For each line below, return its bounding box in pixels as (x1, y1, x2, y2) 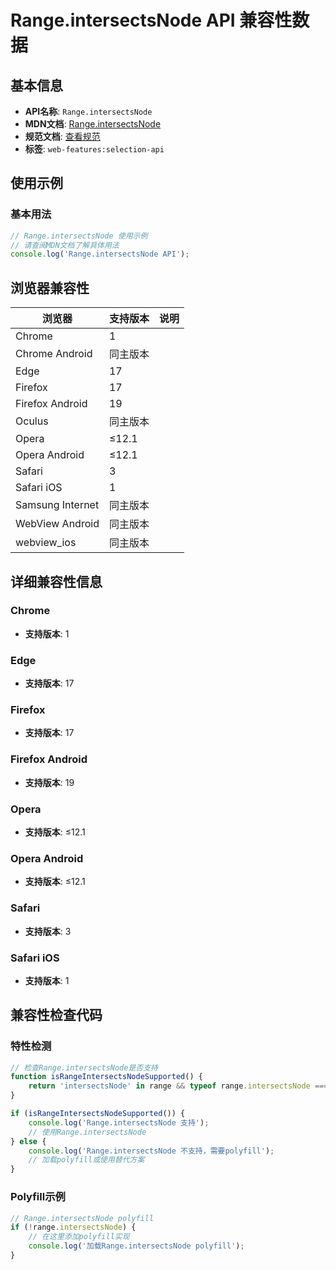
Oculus (15, 414, 49, 428)
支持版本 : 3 (24, 925, 72, 937)
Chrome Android (15, 347, 93, 361)
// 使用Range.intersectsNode (28, 1127, 147, 1137)
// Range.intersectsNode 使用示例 (10, 231, 148, 241)
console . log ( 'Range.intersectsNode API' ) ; (10, 249, 190, 260)
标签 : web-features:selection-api (24, 143, 165, 155)
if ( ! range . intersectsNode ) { (10, 1222, 137, 1233)
